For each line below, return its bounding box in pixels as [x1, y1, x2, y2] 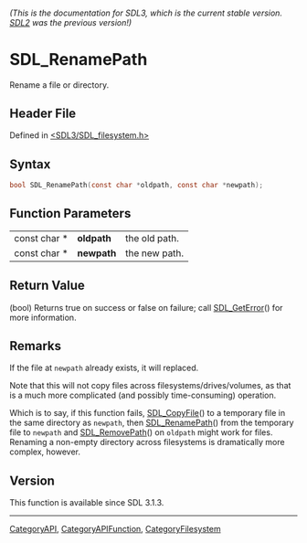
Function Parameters [9, 206, 132, 221]
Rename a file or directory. [9, 79, 110, 90]
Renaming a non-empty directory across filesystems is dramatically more [9, 437, 285, 448]
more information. [9, 312, 77, 323]
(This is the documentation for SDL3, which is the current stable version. [9, 7, 283, 18]
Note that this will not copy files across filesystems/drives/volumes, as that [9, 380, 291, 391]
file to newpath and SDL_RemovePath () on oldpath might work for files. [9, 427, 273, 438]
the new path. [124, 247, 185, 260]
